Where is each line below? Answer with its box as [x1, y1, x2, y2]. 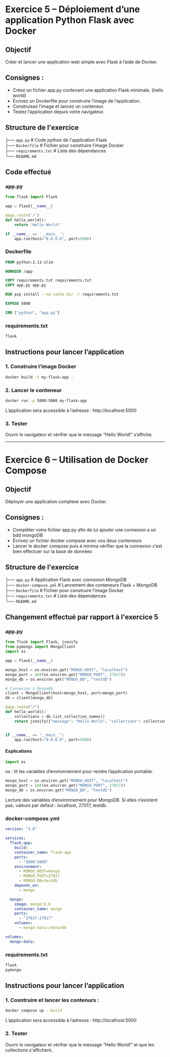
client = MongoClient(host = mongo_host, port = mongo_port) [5, 691, 128, 696]
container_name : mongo [14, 906, 62, 911]
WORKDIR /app [5, 269, 33, 274]
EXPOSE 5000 [5, 301, 30, 306]
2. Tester [5, 1030, 28, 1037]
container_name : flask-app [14, 850, 71, 855]
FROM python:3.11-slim [5, 260, 53, 265]
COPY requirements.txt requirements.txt [5, 278, 92, 283]
